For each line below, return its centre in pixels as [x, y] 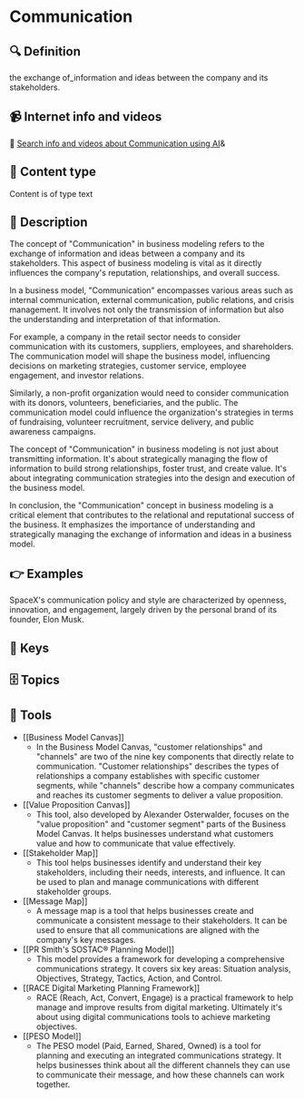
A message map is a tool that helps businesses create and [145, 910]
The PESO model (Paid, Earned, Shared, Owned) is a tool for [148, 1045]
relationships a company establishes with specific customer [148, 775]
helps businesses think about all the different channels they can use [163, 1065]
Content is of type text [51, 193]
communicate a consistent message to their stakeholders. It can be [162, 920]
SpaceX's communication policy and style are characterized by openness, [148, 600]
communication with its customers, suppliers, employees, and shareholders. [152, 347]
